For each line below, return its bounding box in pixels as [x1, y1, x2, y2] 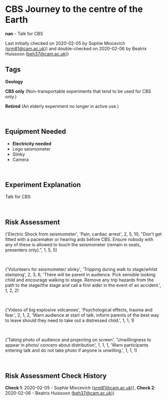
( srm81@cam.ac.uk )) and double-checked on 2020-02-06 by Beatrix [5, 45, 147, 51]
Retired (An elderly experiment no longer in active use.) [5, 103, 119, 109]
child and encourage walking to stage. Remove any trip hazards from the [5, 277, 154, 283]
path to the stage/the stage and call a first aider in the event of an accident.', [5, 282, 162, 288]
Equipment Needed [5, 127, 66, 136]
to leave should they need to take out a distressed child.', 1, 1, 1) [5, 318, 135, 324]
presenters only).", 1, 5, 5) [5, 247, 58, 253]
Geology [5, 78, 23, 84]
